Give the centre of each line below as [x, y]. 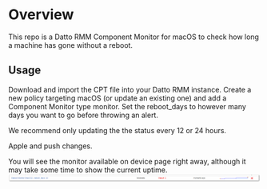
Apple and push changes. [50, 146]
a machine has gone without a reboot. [71, 45]
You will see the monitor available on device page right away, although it [127, 161]
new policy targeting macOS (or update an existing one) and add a [118, 98]
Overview [41, 15]
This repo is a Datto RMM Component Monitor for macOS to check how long [134, 37]
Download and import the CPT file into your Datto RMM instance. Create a [130, 89]
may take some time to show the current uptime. [88, 170]
